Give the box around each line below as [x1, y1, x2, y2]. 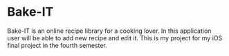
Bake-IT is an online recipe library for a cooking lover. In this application [7, 27, 212, 35]
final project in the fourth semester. [7, 41, 107, 49]
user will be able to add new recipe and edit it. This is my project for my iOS [7, 33, 223, 42]
